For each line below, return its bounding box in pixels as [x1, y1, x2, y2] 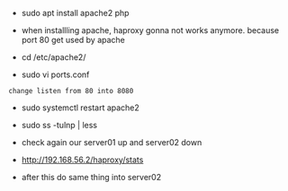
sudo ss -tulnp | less [21, 120, 98, 130]
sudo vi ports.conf [21, 69, 90, 80]
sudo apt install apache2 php [21, 8, 130, 18]
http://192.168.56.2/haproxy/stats [21, 154, 144, 165]
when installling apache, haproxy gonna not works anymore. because [21, 25, 280, 35]
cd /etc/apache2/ [21, 52, 86, 62]
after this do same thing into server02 [21, 172, 162, 182]
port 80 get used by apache [21, 35, 125, 45]
